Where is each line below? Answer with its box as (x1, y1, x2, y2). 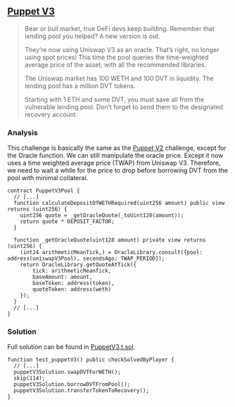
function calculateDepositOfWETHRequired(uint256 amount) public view (13, 200, 225, 207)
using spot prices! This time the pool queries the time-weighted (24, 53, 209, 61)
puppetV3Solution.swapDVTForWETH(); (13, 369, 121, 376)
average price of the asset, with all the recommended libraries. (24, 60, 207, 69)
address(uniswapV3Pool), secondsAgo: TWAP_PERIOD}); (7, 255, 165, 263)
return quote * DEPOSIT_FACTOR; (20, 218, 115, 225)
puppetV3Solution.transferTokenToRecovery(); (13, 387, 150, 394)
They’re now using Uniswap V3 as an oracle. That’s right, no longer (24, 45, 220, 54)
